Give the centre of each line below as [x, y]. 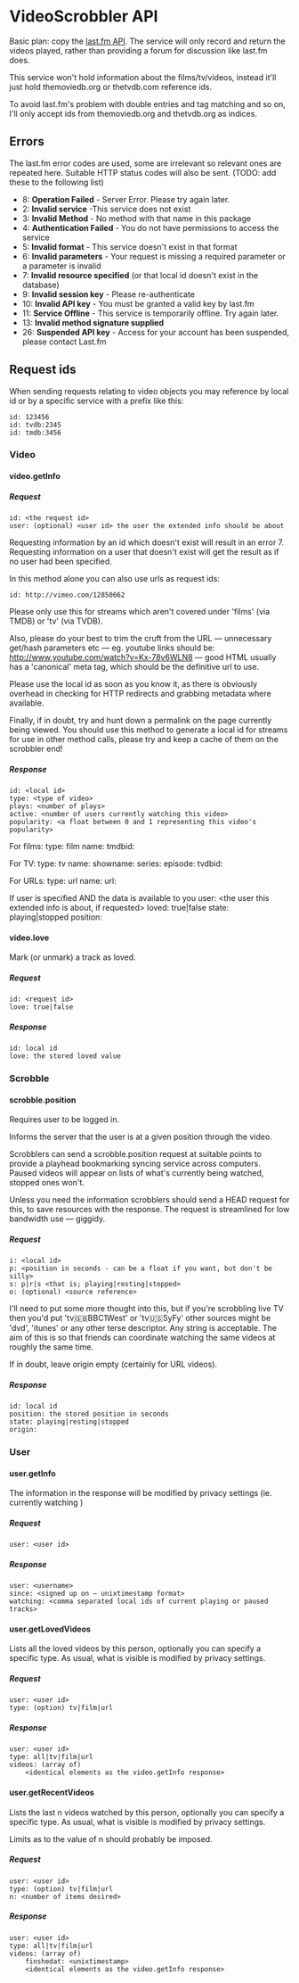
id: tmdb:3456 [36, 433]
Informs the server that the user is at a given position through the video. [141, 1137]
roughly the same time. [51, 1347]
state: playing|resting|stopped [69, 1422]
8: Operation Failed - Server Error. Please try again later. [126, 199]
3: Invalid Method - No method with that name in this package [137, 218]
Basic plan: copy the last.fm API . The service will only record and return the [148, 41]
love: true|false [41, 1007]
